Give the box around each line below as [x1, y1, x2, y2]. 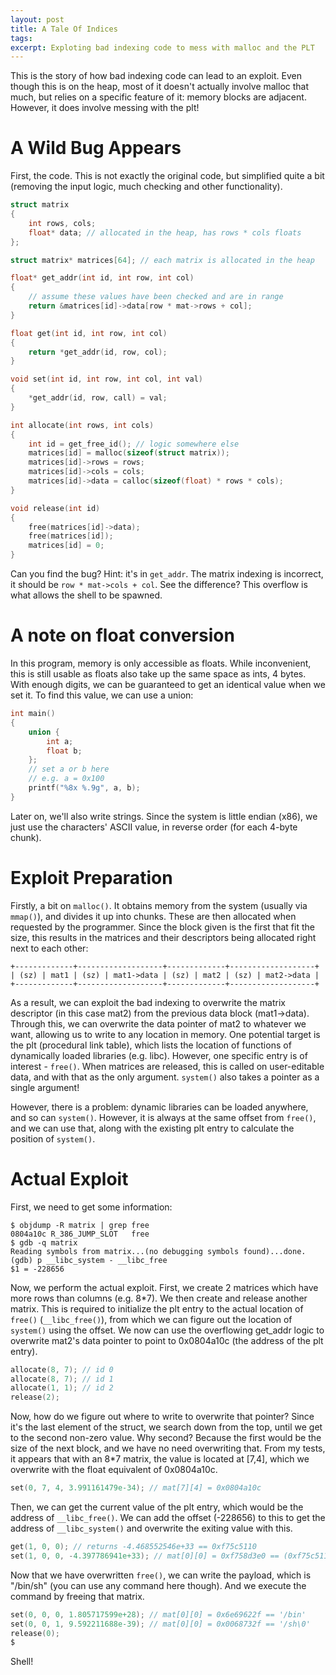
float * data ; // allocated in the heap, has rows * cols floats [28, 227, 302, 238]
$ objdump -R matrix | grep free [10, 1220, 150, 1230]
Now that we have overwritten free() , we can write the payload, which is [10, 1569, 312, 1581]
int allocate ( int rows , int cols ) [10, 420, 155, 430]
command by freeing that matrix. [10, 1590, 145, 1602]
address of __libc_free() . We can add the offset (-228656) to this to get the [10, 1512, 326, 1523]
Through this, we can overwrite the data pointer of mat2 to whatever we [10, 1017, 307, 1030]
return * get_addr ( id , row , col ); [28, 347, 168, 357]
